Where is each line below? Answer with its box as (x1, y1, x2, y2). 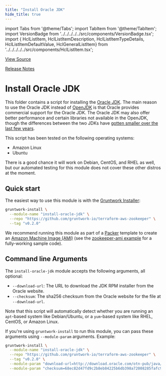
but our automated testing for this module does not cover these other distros (5, 165, 161, 171)
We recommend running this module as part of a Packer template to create (5, 230, 157, 235)
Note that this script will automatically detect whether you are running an (5, 308, 153, 314)
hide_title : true (5, 12, 41, 17)
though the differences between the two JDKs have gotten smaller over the (5, 120, 158, 126)
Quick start (5, 184, 41, 193)
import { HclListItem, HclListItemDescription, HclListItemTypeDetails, (5, 36, 145, 42)
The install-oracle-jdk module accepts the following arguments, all (5, 268, 146, 274)
